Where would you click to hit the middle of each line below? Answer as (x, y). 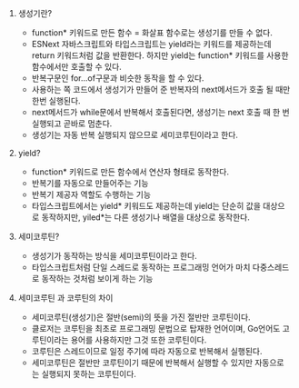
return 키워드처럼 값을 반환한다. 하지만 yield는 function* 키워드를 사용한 (160, 55)
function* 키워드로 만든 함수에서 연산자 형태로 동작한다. (130, 172)
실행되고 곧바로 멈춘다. (72, 124)
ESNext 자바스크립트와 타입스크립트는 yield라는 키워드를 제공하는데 (151, 44)
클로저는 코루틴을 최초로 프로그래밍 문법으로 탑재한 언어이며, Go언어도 (156, 328)
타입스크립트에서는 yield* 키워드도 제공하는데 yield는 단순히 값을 (146, 206)
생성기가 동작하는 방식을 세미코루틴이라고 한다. (114, 256)
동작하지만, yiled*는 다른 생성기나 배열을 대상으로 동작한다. (145, 217)
